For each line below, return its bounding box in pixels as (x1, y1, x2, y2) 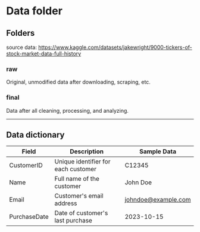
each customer (54, 165, 97, 174)
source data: (6, 44, 37, 51)
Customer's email (54, 192, 104, 200)
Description (69, 147, 104, 156)
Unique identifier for (54, 157, 111, 166)
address (54, 199, 77, 208)
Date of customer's (54, 209, 108, 217)
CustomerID (9, 161, 43, 169)
